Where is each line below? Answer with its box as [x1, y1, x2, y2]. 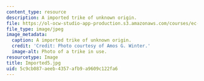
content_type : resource [6, 9, 67, 15]
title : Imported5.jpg [6, 60, 61, 66]
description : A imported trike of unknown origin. [6, 15, 137, 21]
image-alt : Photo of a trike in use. [12, 49, 107, 55]
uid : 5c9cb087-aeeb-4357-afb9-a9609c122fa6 [6, 65, 118, 72]
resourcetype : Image [6, 54, 59, 60]
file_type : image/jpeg [6, 26, 64, 32]
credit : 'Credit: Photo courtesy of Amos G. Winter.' [12, 43, 151, 49]
